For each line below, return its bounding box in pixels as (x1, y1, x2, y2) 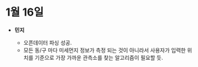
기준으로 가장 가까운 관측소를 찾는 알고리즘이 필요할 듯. (34, 54, 164, 61)
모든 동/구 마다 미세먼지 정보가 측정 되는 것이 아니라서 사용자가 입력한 (23, 46, 186, 54)
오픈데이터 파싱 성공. (23, 39, 72, 46)
